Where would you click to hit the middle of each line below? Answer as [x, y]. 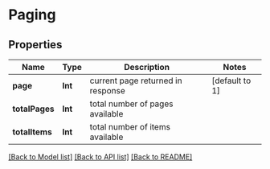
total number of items [130, 127]
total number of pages [131, 104]
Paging [32, 15]
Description [147, 67]
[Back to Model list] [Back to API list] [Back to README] [100, 157]
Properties [35, 45]
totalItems [32, 132]
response [108, 91]
